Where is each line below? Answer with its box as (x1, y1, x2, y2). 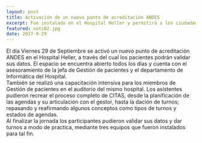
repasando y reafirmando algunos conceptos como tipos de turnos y (6, 105, 177, 112)
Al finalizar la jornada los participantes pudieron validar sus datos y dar (6, 117, 182, 124)
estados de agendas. (6, 111, 58, 118)
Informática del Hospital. (6, 73, 67, 80)
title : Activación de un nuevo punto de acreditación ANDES (6, 14, 161, 20)
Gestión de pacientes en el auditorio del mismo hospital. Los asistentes (6, 86, 182, 93)
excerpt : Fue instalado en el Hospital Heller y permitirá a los (6, 20, 173, 26)
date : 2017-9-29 (6, 31, 47, 37)
